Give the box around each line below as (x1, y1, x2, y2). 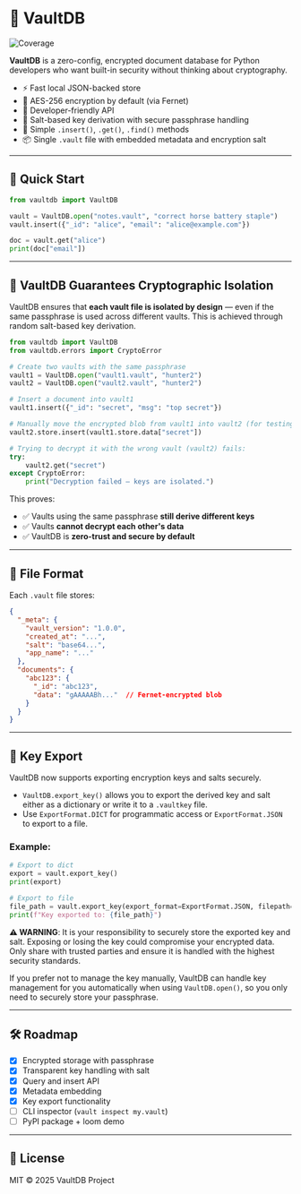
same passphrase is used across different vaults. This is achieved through (9, 311, 284, 322)
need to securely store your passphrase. (9, 992, 159, 1002)
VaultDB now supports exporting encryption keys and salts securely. (9, 772, 262, 783)
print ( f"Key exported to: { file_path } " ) (9, 910, 163, 919)
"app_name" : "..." (25, 649, 94, 657)
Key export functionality (21, 1095, 111, 1106)
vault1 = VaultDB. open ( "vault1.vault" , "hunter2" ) (9, 371, 202, 380)
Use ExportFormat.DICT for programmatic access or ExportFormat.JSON (21, 809, 283, 820)
